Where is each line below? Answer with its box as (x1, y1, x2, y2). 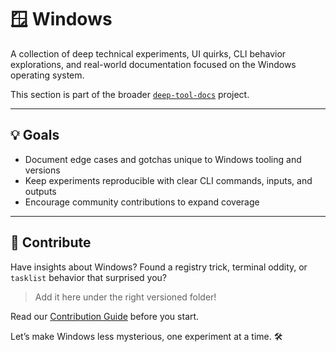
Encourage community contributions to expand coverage (24, 196, 260, 208)
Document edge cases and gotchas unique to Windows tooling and (24, 153, 302, 165)
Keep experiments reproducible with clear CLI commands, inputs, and (24, 174, 313, 186)
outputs (24, 185, 57, 197)
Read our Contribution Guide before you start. (10, 310, 200, 322)
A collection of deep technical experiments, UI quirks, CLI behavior (10, 47, 287, 60)
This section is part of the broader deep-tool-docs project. (10, 88, 250, 100)
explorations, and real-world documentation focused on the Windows (10, 58, 297, 70)
